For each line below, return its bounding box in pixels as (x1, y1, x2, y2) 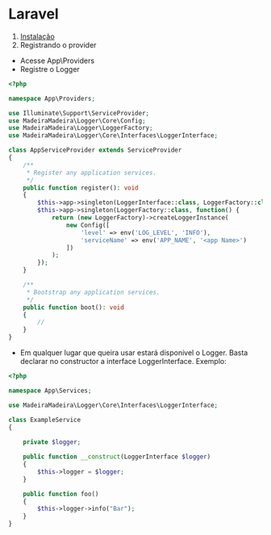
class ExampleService (8, 416, 81, 424)
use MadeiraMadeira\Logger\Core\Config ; (8, 116, 147, 125)
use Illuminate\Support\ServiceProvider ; (8, 109, 150, 117)
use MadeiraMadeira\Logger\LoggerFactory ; (8, 124, 153, 132)
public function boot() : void (23, 303, 125, 311)
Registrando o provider (19, 40, 97, 49)
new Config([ (65, 221, 110, 229)
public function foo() (23, 490, 99, 498)
